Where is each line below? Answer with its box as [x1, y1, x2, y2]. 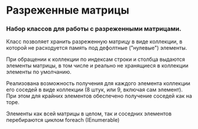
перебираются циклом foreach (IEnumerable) [6, 117, 120, 124]
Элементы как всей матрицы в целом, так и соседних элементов [6, 110, 172, 117]
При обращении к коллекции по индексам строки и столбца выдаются [6, 56, 185, 63]
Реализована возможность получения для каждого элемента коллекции [6, 80, 191, 87]
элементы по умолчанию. [6, 69, 72, 76]
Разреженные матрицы [6, 4, 129, 17]
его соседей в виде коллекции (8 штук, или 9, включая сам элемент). [6, 86, 183, 93]
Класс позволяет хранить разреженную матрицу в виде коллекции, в [6, 38, 183, 45]
